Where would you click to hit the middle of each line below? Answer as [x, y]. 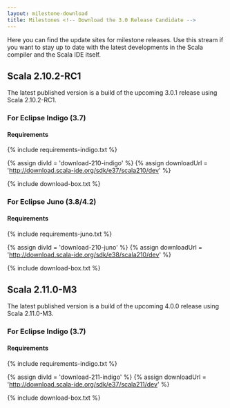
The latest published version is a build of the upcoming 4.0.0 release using [113, 306]
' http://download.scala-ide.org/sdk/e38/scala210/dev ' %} [89, 254]
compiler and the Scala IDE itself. [54, 54]
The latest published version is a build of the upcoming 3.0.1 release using [112, 93]
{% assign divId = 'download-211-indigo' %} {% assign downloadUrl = [107, 377]
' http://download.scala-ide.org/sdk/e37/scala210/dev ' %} [89, 171]
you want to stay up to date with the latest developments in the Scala [105, 47]
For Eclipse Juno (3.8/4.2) [52, 202]
